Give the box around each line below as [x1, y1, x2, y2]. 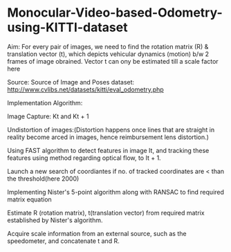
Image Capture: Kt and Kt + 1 [7, 112, 89, 120]
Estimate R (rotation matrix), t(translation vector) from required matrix [7, 208, 205, 217]
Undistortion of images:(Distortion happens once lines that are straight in [7, 125, 215, 134]
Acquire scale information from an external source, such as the [7, 229, 187, 237]
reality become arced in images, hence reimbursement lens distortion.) [7, 133, 210, 141]
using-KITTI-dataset [7, 19, 128, 35]
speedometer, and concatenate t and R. [7, 237, 120, 245]
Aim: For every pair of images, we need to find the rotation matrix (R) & [7, 42, 209, 51]
